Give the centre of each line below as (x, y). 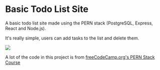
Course (13, 62)
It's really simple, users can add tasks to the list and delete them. (72, 38)
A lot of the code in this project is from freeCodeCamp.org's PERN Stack (80, 57)
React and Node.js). (26, 28)
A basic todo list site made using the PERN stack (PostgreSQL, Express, (79, 23)
